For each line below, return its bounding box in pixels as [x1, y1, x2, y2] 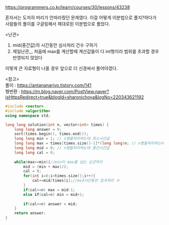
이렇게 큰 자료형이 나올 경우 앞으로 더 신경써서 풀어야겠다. [5, 65, 118, 71]
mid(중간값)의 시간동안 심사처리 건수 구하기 [12, 42, 98, 48]
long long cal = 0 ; [14, 150, 55, 155]
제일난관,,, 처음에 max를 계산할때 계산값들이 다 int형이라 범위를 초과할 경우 [12, 49, 159, 54]
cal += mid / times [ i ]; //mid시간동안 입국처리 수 [32, 178, 120, 183]
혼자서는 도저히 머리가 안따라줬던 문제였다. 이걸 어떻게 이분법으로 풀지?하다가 [5, 15, 157, 21]
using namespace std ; [5, 113, 51, 118]
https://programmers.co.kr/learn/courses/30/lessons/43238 [5, 5, 130, 10]
